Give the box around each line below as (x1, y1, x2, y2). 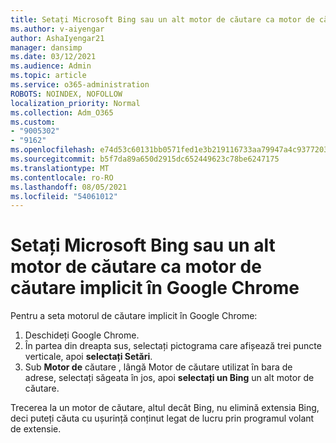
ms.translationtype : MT (10, 163, 110, 173)
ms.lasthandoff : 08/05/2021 (10, 182, 128, 192)
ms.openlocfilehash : (10, 145, 97, 155)
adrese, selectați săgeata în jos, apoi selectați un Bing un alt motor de (24, 372, 315, 384)
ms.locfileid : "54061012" (10, 191, 118, 201)
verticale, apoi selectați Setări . (24, 351, 153, 363)
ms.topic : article (10, 71, 87, 81)
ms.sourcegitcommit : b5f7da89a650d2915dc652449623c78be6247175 (10, 154, 280, 164)
